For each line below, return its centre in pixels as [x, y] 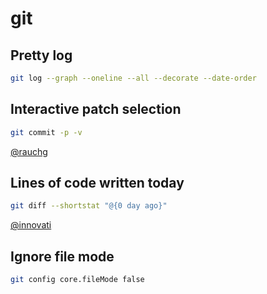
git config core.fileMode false [77, 280]
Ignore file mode [62, 256]
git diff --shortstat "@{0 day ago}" [89, 206]
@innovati [31, 225]
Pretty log [41, 55]
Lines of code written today [97, 182]
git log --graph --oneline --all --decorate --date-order [133, 78]
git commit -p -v [46, 132]
